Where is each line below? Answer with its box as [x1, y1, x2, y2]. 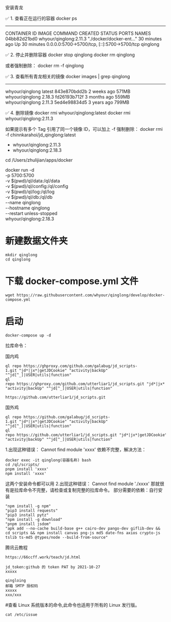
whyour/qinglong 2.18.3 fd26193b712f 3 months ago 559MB [5, 94, 130, 100]
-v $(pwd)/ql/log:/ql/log [5, 188, 55, 195]
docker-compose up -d [5, 332, 51, 338]
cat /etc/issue [5, 612, 38, 617]
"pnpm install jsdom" [5, 521, 51, 527]
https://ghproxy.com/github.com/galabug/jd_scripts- [23, 363, 138, 369]
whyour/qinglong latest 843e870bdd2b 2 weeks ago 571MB [5, 88, 131, 94]
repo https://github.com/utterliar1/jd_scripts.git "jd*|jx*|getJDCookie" [5, 432, 167, 438]
